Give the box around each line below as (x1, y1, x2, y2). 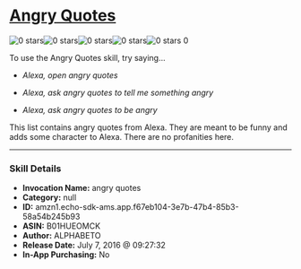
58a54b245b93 (21, 212, 81, 222)
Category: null (21, 192, 77, 203)
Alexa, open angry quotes (21, 69, 118, 81)
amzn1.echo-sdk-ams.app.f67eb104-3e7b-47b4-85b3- (35, 202, 239, 213)
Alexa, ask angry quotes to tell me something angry (21, 87, 214, 98)
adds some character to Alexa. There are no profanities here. (9, 131, 235, 142)
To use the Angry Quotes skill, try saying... (9, 52, 166, 63)
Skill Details (9, 162, 62, 175)
